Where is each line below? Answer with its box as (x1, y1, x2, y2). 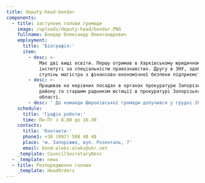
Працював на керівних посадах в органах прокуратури (38, 83, 176, 89)
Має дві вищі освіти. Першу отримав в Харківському (38, 60, 173, 66)
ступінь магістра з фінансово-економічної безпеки (38, 71, 171, 77)
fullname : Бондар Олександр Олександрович (17, 32, 127, 38)
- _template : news (12, 156, 59, 162)
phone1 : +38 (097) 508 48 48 (22, 134, 97, 140)
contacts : (17, 123, 43, 129)
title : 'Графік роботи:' (22, 111, 86, 117)
